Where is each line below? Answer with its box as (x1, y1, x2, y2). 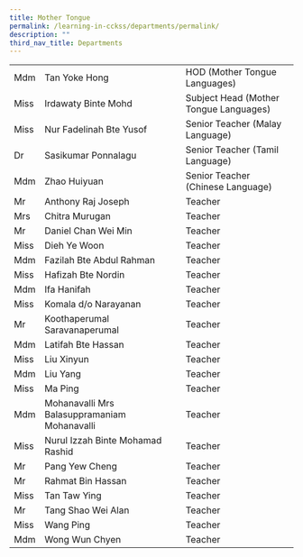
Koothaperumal (44, 313, 110, 325)
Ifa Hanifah (44, 283, 91, 296)
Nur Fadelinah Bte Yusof (44, 123, 148, 136)
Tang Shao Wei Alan (44, 504, 130, 516)
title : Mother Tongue (9, 13, 91, 23)
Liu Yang (44, 368, 81, 380)
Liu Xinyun (44, 353, 89, 366)
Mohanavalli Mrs (44, 397, 115, 410)
